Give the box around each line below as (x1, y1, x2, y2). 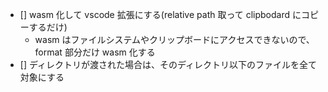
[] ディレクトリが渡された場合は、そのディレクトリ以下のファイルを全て (19, 59, 317, 70)
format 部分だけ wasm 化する (34, 46, 156, 58)
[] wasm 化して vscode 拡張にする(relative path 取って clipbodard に (19, 9, 302, 20)
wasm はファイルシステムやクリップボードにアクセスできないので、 (34, 34, 315, 45)
